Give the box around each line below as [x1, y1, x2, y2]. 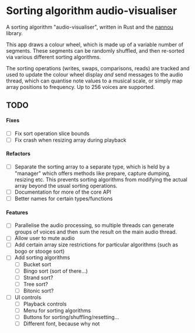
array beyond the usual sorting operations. [14, 182, 118, 189]
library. [6, 29, 23, 36]
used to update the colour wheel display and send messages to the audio [6, 71, 183, 78]
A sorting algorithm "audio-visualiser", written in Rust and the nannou [6, 23, 174, 30]
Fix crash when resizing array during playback [14, 136, 127, 143]
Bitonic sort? [23, 287, 54, 294]
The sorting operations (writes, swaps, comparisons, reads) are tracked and [6, 64, 190, 71]
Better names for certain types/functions [14, 195, 113, 202]
